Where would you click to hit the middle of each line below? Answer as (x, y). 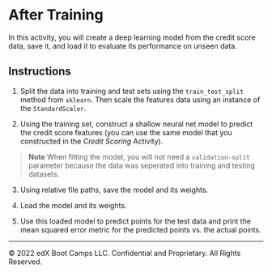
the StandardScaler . (53, 108)
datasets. (44, 174)
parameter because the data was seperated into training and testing (141, 165)
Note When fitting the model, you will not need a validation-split (139, 156)
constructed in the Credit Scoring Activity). (91, 141)
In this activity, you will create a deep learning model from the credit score (132, 37)
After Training (56, 15)
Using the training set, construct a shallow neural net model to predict (136, 124)
